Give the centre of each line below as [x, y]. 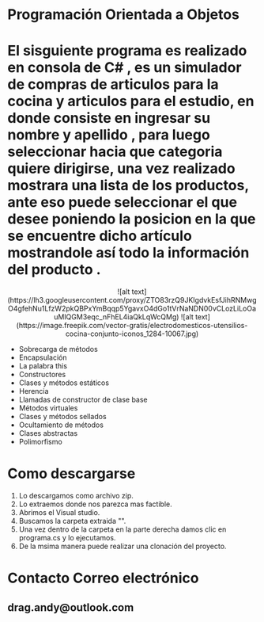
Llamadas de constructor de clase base [83, 400]
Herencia [34, 391]
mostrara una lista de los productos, [128, 186]
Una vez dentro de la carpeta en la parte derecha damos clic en [123, 529]
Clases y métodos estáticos [64, 383]
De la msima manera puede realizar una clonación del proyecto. [123, 546]
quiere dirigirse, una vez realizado [121, 169]
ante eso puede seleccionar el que [123, 202]
